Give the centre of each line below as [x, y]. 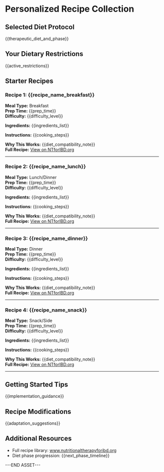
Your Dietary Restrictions [44, 54]
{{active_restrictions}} [27, 66]
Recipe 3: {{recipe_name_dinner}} [47, 238]
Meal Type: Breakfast [27, 105]
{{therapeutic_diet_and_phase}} [37, 39]
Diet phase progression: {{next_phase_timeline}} [61, 455]
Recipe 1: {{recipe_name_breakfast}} [50, 95]
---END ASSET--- [23, 465]
